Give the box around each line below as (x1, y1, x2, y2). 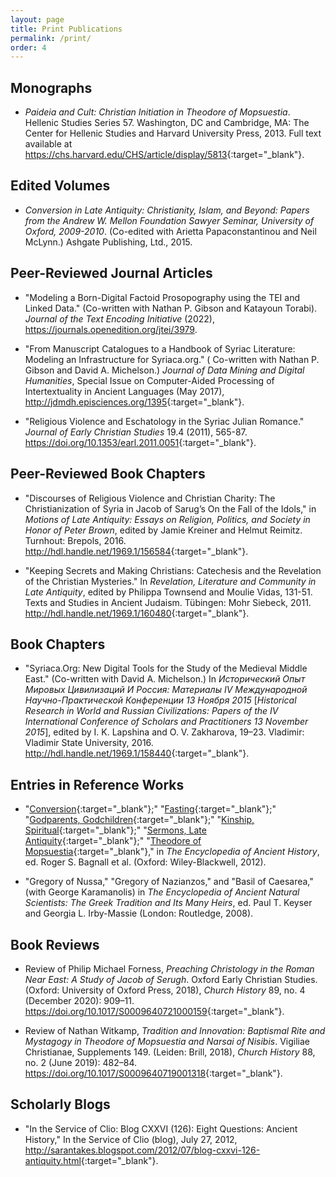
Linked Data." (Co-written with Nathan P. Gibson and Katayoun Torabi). (24, 302, 318, 314)
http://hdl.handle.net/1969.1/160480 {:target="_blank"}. (24, 607, 250, 619)
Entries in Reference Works (10, 776, 185, 793)
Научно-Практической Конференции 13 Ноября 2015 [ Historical (24, 694, 297, 706)
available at (24, 138, 73, 150)
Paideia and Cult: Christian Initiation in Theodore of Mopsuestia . (24, 106, 291, 118)
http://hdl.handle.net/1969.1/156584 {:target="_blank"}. (24, 545, 249, 557)
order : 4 (10, 42, 47, 53)
